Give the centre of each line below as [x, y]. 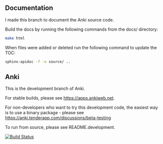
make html [15, 38]
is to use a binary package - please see [45, 113]
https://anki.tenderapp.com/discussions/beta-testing [58, 118]
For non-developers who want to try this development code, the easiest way [81, 107]
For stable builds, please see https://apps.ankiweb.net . [60, 98]
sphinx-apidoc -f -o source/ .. [38, 62]
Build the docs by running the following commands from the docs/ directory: [81, 29]
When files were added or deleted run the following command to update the [81, 47]
